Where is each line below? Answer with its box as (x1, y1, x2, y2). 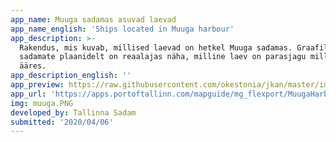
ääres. (19, 61, 47, 71)
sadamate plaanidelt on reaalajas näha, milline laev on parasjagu (19, 52, 307, 62)
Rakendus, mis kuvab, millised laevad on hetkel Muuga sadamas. (19, 42, 293, 53)
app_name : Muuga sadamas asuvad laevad (10, 14, 177, 25)
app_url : (10, 89, 47, 99)
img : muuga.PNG (10, 98, 74, 108)
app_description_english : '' (10, 71, 132, 81)
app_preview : (10, 80, 65, 90)
